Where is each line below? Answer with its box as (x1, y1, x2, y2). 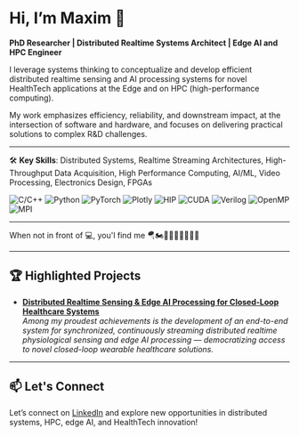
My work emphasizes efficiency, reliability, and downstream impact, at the (9, 109, 281, 120)
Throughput (9, 167, 53, 178)
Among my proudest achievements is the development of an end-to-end (21, 315, 288, 326)
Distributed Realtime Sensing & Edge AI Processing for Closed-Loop (21, 296, 279, 307)
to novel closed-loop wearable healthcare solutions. (21, 343, 214, 354)
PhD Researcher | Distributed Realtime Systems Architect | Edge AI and (9, 37, 279, 48)
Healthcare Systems (21, 306, 100, 317)
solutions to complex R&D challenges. (9, 128, 148, 139)
